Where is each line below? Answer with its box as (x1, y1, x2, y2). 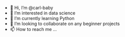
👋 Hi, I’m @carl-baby (10, 5, 53, 10)
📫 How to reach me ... (10, 26, 57, 32)
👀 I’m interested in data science (10, 10, 76, 16)
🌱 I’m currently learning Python (10, 15, 75, 21)
